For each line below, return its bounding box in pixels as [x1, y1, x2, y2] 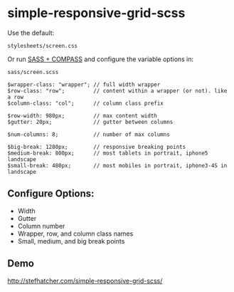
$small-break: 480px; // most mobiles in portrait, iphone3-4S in [7, 162, 228, 169]
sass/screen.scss [7, 68, 59, 75]
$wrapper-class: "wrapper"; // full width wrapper [7, 80, 161, 88]
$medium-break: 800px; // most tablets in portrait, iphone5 [7, 150, 208, 157]
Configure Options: [7, 187, 95, 200]
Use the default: [7, 28, 55, 37]
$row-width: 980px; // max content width [7, 112, 158, 119]
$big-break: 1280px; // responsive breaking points [7, 143, 186, 150]
